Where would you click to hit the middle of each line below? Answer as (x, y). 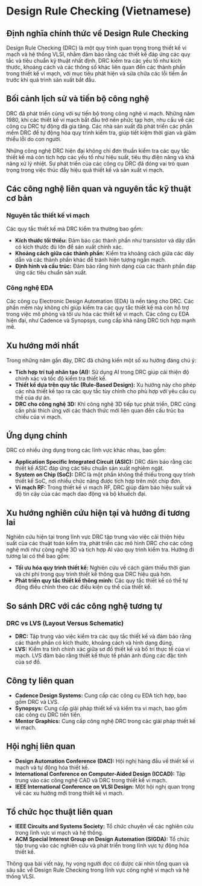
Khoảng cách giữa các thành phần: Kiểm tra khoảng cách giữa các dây (104, 253)
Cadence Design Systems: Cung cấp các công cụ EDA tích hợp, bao (101, 695)
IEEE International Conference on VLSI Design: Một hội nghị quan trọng (105, 786)
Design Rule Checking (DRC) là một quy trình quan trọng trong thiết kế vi (96, 48)
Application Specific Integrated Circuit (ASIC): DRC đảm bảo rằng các (104, 462)
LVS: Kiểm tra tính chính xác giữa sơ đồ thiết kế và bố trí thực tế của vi (102, 649)
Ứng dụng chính (37, 436)
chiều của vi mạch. (38, 417)
